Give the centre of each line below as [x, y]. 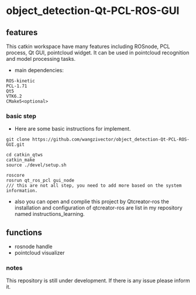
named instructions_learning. [49, 214]
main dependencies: [39, 70]
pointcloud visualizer [39, 253]
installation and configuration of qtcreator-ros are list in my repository [98, 208]
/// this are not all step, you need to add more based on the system [94, 186]
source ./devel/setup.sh [36, 165]
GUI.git [16, 145]
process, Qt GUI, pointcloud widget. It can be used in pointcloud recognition [98, 53]
